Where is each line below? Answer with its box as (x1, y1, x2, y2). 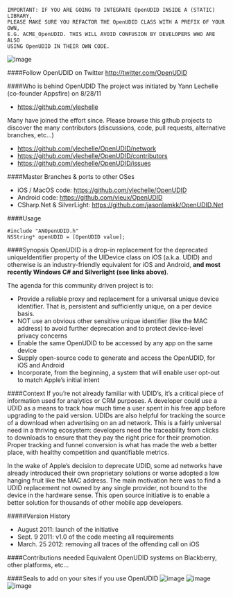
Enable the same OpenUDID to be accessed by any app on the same (17, 339, 213, 347)
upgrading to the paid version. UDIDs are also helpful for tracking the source (7, 411, 226, 419)
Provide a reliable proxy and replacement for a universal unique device (17, 295, 220, 303)
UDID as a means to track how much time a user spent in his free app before (7, 404, 226, 412)
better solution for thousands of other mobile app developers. (7, 499, 184, 506)
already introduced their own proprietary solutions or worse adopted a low (7, 469, 220, 477)
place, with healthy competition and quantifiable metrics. (7, 448, 170, 456)
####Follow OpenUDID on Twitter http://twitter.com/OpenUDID (7, 69, 188, 76)
